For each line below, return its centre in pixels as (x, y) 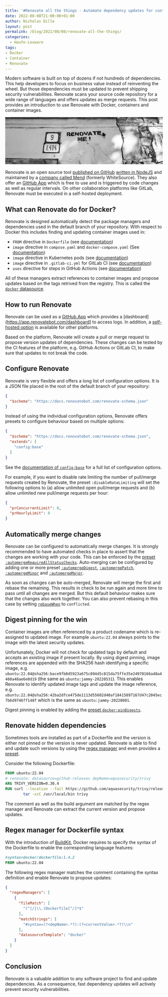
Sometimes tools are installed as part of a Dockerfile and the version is (78, 737)
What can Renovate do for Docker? (61, 209)
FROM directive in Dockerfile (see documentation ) (63, 242)
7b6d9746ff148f (21, 700)
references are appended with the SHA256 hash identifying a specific (77, 663)
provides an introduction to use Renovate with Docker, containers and (77, 105)
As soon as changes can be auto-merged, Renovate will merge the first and (83, 582)
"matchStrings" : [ (37, 919)
